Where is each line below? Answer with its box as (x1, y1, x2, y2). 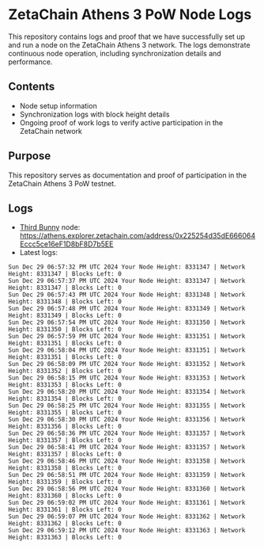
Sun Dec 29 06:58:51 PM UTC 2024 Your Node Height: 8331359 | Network (8, 471, 246, 479)
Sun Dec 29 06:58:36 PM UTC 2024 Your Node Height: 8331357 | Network (8, 429, 246, 437)
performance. (8, 57, 53, 67)
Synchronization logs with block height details (19, 109, 170, 119)
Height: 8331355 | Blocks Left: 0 (8, 409, 123, 417)
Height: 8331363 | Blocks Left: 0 (8, 533, 123, 542)
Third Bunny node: (19, 223, 81, 232)
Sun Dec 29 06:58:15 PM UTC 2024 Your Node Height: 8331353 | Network (8, 374, 246, 382)
